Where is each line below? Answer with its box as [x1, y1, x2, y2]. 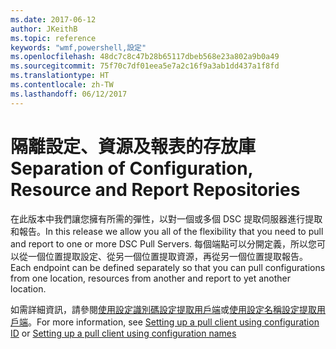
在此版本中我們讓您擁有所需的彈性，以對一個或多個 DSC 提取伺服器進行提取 [10, 212, 323, 225]
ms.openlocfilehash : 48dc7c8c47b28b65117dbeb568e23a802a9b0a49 [10, 52, 280, 62]
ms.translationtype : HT [10, 71, 110, 81]
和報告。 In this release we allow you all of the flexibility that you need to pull [10, 225, 324, 237]
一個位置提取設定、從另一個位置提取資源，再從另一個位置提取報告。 [27, 250, 308, 262]
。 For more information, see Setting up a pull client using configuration [28, 316, 320, 328]
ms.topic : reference [10, 33, 97, 43]
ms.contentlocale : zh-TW [10, 80, 114, 90]
